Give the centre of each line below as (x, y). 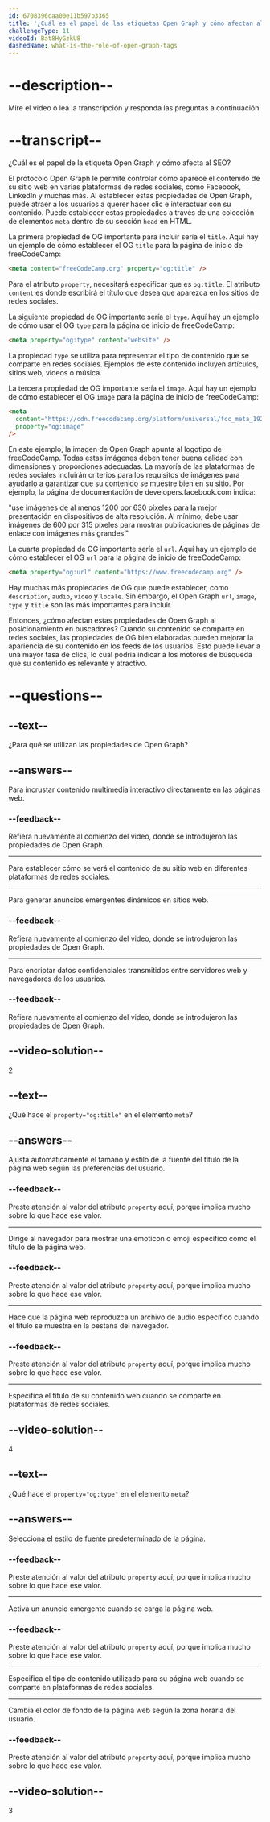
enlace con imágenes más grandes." (69, 533)
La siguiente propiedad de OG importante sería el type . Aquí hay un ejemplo (134, 317)
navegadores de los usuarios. (57, 979)
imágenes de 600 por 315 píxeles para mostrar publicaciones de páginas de (134, 525)
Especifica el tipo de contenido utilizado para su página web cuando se (127, 1679)
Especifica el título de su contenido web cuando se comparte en (115, 1396)
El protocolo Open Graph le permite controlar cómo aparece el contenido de (134, 178)
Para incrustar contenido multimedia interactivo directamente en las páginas (135, 789)
